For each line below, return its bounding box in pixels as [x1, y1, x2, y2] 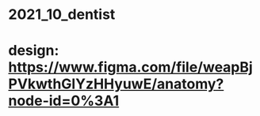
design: [8, 42, 59, 60]
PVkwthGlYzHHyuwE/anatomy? [8, 75, 224, 93]
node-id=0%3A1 [8, 92, 120, 110]
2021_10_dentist [8, 6, 116, 24]
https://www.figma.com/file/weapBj [8, 58, 254, 77]
